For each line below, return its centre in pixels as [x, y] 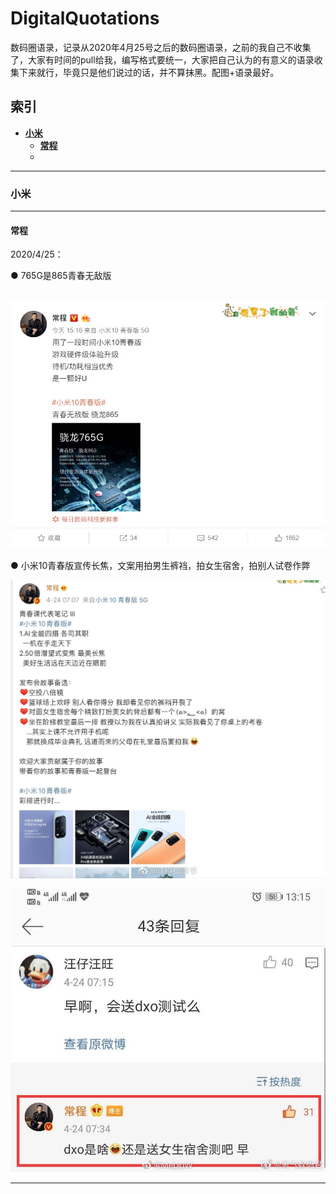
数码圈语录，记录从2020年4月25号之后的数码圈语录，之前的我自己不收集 [161, 47]
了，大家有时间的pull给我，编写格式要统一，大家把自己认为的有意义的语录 [162, 59]
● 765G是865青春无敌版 [61, 276]
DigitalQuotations [85, 18]
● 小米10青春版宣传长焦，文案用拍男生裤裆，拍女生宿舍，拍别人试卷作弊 [160, 565]
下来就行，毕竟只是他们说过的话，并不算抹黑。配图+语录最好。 [149, 72]
